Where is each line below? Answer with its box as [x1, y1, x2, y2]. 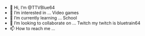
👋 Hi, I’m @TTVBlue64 [9, 5, 55, 10]
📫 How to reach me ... [9, 26, 55, 31]
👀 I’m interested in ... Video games [9, 10, 79, 16]
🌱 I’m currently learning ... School [9, 15, 77, 20]
